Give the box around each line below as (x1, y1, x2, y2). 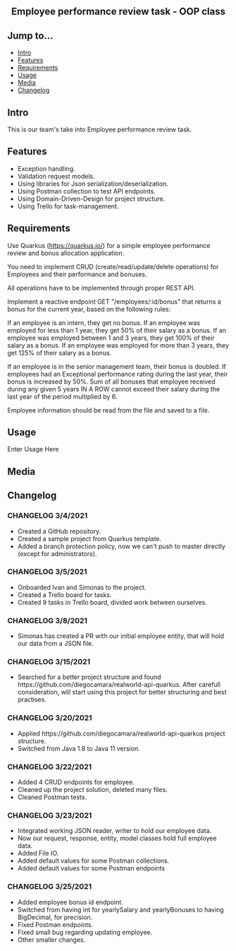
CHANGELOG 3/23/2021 (7, 810, 92, 820)
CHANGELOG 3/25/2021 (7, 882, 92, 892)
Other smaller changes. (17, 935, 86, 944)
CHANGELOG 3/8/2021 (7, 615, 88, 625)
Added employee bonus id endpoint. (17, 897, 123, 906)
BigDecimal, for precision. (17, 913, 93, 921)
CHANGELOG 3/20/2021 (7, 713, 93, 723)
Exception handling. (17, 164, 75, 172)
